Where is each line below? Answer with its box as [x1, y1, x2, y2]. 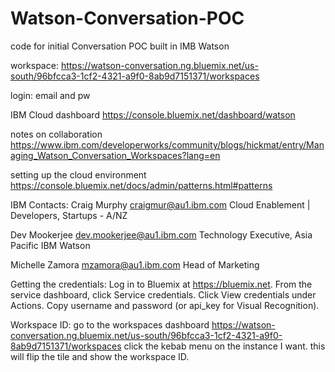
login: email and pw [10, 89, 91, 101]
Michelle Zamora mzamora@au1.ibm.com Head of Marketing [10, 258, 260, 271]
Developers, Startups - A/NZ [10, 209, 128, 221]
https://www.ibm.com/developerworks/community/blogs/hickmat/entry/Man [10, 138, 325, 151]
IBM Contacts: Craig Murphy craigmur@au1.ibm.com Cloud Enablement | [10, 198, 311, 211]
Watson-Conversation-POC [10, 7, 245, 30]
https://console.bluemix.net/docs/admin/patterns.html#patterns [10, 179, 273, 191]
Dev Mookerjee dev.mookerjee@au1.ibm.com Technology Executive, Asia [10, 228, 313, 241]
